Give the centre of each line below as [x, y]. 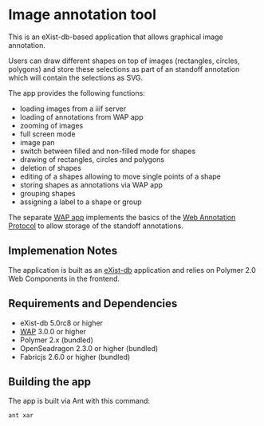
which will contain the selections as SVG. [76, 77]
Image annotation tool [83, 15]
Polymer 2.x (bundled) [57, 340]
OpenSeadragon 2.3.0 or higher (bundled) [89, 348]
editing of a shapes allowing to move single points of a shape [120, 176]
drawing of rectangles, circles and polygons [92, 159]
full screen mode [47, 134]
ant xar [21, 416]
